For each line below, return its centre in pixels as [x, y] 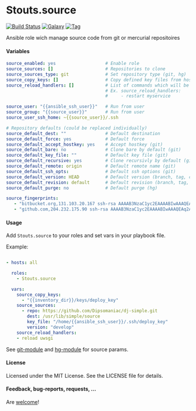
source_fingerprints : [32, 198]
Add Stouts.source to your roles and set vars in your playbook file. [86, 236]
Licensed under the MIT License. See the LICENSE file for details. [85, 375]
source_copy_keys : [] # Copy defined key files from [94, 80]
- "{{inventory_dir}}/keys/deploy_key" [70, 300]
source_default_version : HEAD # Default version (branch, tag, [96, 177]
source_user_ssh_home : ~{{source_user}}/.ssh [62, 118]
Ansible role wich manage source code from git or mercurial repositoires [93, 37]
